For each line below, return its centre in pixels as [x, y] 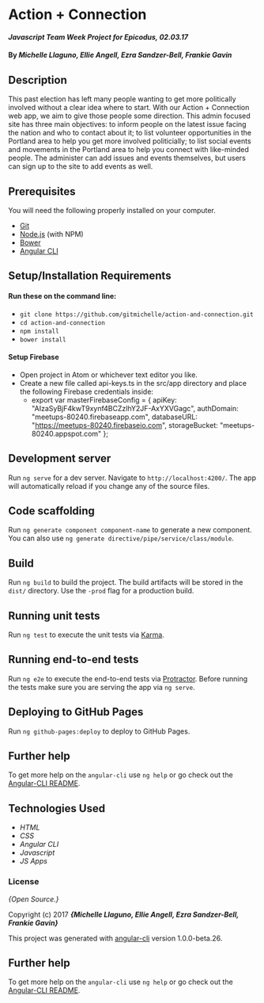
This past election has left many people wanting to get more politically [122, 99]
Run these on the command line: [62, 296]
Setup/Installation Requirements [90, 276]
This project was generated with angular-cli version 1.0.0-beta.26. [115, 938]
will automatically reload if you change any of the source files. [109, 486]
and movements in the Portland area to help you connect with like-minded [128, 150]
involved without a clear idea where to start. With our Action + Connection [129, 108]
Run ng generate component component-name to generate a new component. [130, 530]
